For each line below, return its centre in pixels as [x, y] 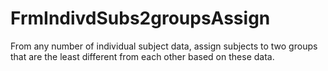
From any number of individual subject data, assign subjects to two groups [164, 46]
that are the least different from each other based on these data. [142, 56]
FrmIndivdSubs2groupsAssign [140, 18]
